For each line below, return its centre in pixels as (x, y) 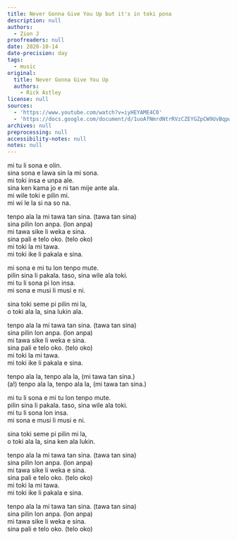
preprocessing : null (38, 132)
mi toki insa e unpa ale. (41, 180)
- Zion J (26, 34)
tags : (15, 60)
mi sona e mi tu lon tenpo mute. (53, 268)
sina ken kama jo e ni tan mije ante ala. (63, 188)
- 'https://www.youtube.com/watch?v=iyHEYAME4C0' (88, 112)
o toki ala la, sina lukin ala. (45, 312)
